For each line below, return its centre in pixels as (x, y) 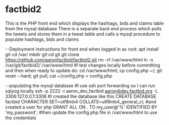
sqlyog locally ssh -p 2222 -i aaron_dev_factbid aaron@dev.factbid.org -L (82, 91)
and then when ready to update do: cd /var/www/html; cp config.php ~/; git (84, 70)
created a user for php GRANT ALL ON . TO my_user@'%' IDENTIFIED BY (81, 107)
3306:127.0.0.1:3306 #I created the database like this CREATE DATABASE (81, 96)
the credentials (21, 117)
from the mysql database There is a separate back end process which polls (83, 28)
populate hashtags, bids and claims (42, 39)
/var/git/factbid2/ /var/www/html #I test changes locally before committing (83, 65)
